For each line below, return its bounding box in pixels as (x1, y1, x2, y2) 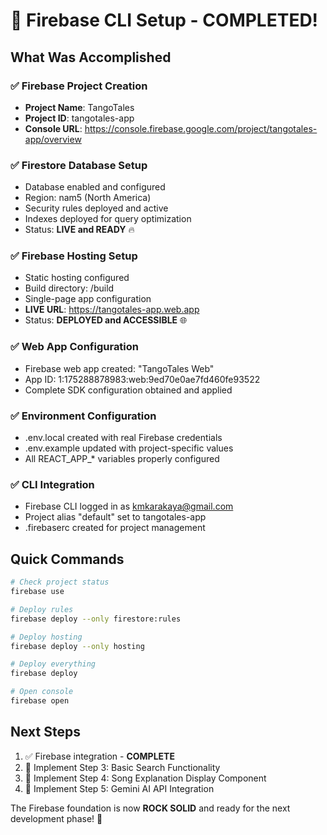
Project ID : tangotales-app (24, 112, 135, 124)
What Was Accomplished (10, 49, 172, 66)
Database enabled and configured (24, 181, 166, 193)
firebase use (10, 587, 65, 597)
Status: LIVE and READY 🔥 (24, 224, 135, 236)
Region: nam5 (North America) (24, 192, 152, 204)
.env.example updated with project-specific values (24, 442, 234, 454)
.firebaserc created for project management (24, 522, 206, 534)
